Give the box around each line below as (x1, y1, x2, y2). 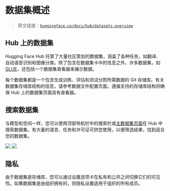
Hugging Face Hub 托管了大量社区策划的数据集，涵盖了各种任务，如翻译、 (5, 53, 161, 59)
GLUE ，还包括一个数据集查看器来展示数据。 (5, 66, 97, 72)
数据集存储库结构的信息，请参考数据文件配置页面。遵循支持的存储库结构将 (5, 83, 160, 89)
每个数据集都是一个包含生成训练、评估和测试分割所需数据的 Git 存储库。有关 (5, 77, 164, 83)
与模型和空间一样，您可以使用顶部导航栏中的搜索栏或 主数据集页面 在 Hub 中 (5, 120, 163, 126)
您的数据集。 (5, 133, 32, 139)
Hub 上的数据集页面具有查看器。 (11, 89, 79, 95)
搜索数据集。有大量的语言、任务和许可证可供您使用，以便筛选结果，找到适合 (5, 126, 165, 133)
